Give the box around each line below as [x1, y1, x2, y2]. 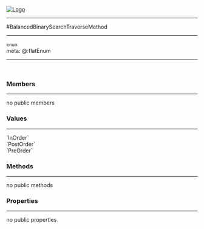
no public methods [6, 181, 53, 188]
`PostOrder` [6, 140, 36, 148]
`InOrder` [6, 134, 29, 141]
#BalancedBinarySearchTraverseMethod [6, 23, 108, 30]
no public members [6, 99, 55, 106]
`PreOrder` [6, 146, 33, 154]
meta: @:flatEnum [6, 47, 51, 54]
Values [6, 114, 27, 123]
